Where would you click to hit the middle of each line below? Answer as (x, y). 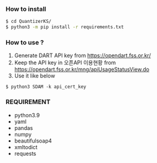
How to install (26, 9)
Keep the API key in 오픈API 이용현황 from (65, 63)
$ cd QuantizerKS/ (28, 22)
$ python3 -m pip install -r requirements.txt (65, 27)
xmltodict (26, 147)
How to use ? (25, 42)
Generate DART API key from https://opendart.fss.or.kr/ (82, 55)
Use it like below (34, 76)
